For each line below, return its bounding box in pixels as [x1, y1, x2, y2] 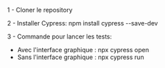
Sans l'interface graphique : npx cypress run [17, 53, 144, 61]
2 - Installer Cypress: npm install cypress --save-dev [7, 19, 158, 27]
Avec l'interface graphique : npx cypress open [17, 46, 149, 54]
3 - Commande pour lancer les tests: [7, 32, 112, 41]
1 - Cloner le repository [7, 6, 73, 14]
